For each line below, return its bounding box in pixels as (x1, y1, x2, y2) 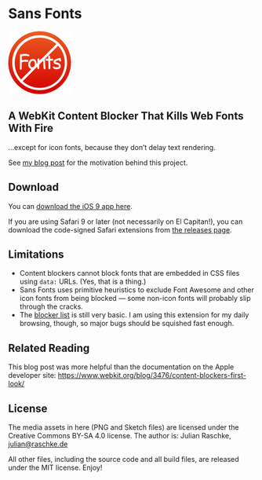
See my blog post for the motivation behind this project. (8, 158, 188, 167)
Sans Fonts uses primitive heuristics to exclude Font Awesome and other (19, 285, 255, 295)
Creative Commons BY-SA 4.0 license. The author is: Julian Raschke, (8, 431, 231, 440)
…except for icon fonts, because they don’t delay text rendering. (8, 142, 216, 152)
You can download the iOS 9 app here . (8, 201, 133, 211)
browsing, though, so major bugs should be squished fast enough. (19, 319, 235, 328)
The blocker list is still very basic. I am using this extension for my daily (19, 310, 249, 320)
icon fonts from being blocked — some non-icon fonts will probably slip (19, 294, 251, 303)
